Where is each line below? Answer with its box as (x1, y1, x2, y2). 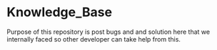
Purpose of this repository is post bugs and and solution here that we (6, 27, 211, 36)
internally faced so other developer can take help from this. (6, 35, 181, 43)
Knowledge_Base (6, 4, 112, 20)
